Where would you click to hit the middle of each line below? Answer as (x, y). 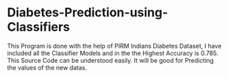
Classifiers (39, 27)
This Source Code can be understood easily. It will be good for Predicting (111, 60)
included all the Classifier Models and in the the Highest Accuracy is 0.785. (113, 53)
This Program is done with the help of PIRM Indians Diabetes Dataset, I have (114, 46)
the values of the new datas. (47, 67)
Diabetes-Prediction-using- (88, 13)
